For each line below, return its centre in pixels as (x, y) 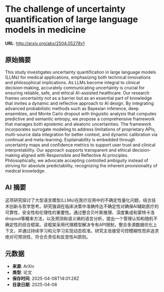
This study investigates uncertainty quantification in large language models (81, 72)
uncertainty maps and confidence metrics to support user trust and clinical (80, 145)
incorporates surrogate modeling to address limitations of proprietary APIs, (81, 129)
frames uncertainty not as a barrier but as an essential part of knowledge (79, 98)
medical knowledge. (25, 171)
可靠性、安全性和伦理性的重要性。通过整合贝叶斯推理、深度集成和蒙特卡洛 (80, 212)
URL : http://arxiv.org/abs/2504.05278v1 (45, 43)
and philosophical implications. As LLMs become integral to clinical (72, 82)
